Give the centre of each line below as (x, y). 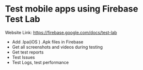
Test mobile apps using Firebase (71, 9)
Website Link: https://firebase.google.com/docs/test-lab (61, 32)
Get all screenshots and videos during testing (57, 47)
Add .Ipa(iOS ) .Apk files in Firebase (48, 42)
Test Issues (24, 57)
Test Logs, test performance (40, 62)
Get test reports (28, 52)
